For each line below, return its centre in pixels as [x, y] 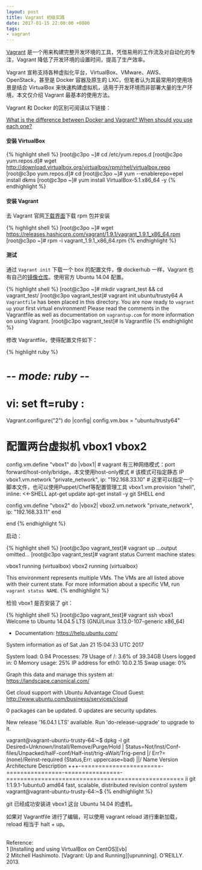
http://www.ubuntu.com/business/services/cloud [67, 698]
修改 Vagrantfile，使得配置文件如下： [52, 340]
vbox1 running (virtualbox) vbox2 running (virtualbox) [72, 566]
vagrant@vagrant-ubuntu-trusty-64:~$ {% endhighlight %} [80, 791]
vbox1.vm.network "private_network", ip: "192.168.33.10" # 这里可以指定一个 [100, 479]
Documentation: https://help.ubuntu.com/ [66, 633]
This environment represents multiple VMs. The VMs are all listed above [95, 577]
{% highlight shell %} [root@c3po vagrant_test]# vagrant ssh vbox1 [90, 615]
